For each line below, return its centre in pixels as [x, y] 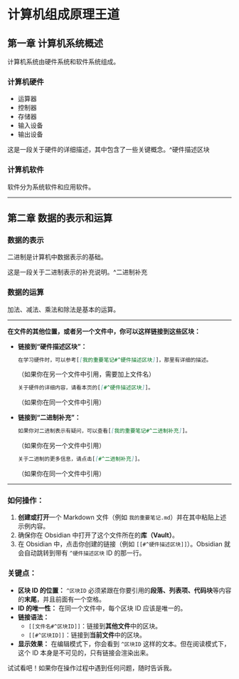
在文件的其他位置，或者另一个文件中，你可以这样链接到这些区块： [104, 331]
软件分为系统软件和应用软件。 [51, 187]
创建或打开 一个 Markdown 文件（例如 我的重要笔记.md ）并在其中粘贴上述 [122, 517]
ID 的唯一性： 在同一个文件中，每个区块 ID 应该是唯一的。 [102, 608]
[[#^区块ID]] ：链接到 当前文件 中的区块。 [87, 635]
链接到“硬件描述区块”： [52, 346]
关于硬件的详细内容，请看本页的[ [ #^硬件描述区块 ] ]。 [86, 388]
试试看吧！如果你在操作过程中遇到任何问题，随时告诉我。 [91, 668]
